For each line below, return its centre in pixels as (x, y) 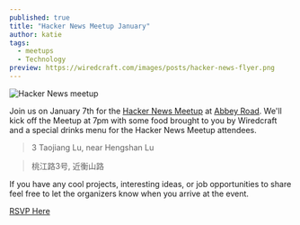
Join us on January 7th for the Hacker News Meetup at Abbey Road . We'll (146, 111)
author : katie (36, 34)
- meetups (35, 51)
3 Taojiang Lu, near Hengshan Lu (93, 147)
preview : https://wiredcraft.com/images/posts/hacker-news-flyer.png (142, 68)
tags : (19, 43)
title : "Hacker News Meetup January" (80, 26)
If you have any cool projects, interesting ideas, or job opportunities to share (150, 184)
